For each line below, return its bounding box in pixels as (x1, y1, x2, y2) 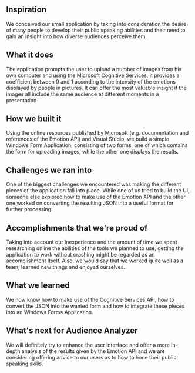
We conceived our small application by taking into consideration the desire (6, 20, 187, 27)
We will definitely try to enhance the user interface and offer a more (6, 341, 170, 348)
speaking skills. (6, 360, 43, 367)
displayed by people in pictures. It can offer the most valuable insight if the (6, 84, 187, 91)
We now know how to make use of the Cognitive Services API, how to (6, 296, 174, 303)
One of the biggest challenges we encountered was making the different (6, 181, 181, 188)
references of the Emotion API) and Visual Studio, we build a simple (6, 135, 169, 143)
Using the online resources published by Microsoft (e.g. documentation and (6, 129, 189, 136)
